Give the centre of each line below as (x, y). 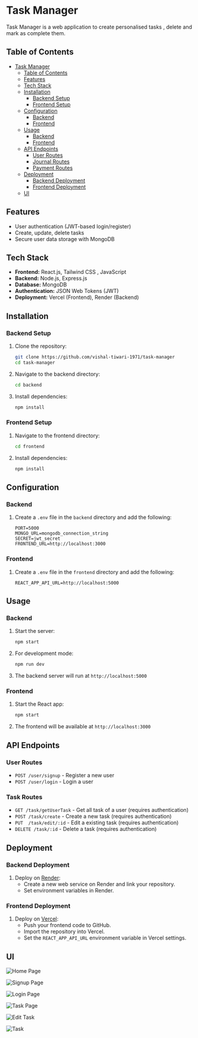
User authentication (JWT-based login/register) (73, 226)
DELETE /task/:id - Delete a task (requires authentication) (86, 829)
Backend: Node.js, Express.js (51, 279)
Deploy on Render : (37, 878)
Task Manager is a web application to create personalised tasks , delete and (99, 27)
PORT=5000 (27, 529)
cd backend (28, 385)
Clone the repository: (41, 346)
